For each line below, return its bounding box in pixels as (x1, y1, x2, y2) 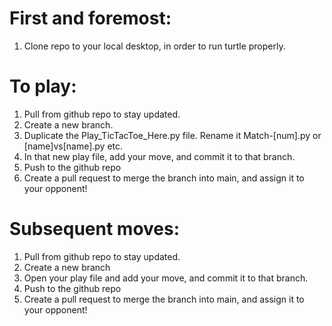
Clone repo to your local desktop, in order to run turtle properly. (23, 40, 286, 52)
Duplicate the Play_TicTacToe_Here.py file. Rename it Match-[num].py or (23, 129, 322, 141)
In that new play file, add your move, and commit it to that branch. (23, 150, 296, 162)
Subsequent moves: (9, 218, 181, 241)
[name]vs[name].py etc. (23, 140, 124, 152)
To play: (9, 75, 77, 98)
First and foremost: (9, 7, 172, 30)
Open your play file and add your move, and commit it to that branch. (23, 272, 309, 284)
